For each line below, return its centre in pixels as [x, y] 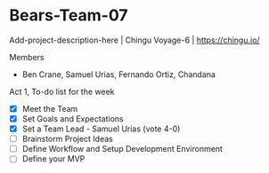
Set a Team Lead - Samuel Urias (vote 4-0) [101, 129]
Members [27, 57]
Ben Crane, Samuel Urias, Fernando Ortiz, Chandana [119, 74]
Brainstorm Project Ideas [67, 139]
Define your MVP [53, 159]
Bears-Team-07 [69, 16]
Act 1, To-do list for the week [62, 91]
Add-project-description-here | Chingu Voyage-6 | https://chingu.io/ [134, 40]
